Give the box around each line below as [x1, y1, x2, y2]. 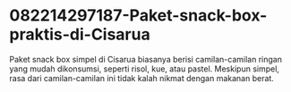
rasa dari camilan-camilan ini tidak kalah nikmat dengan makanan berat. [9, 72, 275, 83]
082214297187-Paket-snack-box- [9, 5, 268, 26]
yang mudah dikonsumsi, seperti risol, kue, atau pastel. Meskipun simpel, [9, 63, 280, 74]
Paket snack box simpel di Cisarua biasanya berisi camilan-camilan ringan [9, 54, 282, 64]
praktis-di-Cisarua [9, 24, 150, 45]
